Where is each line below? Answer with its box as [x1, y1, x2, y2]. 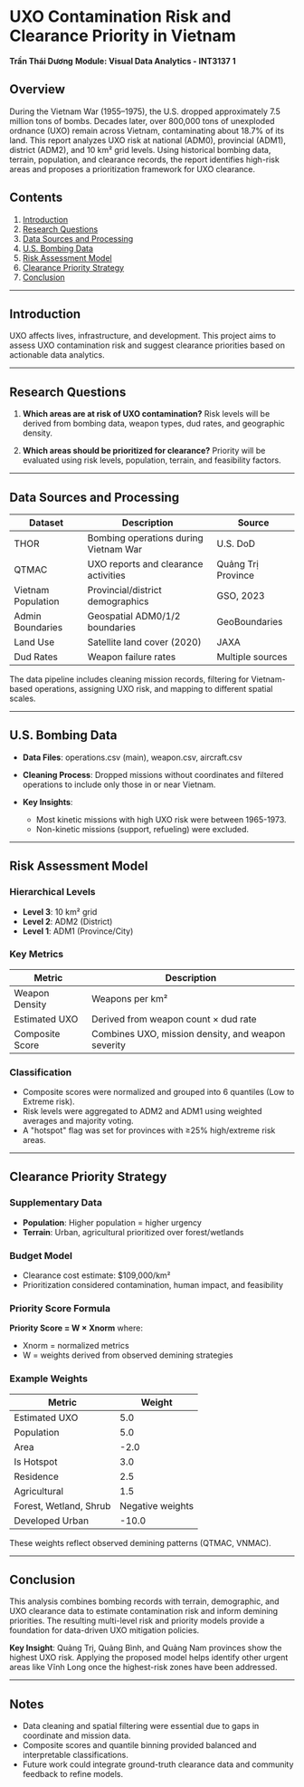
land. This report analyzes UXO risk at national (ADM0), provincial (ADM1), [9, 134, 287, 146]
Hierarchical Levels [9, 886, 96, 898]
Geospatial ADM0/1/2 [87, 610, 181, 622]
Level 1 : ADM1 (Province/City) [22, 926, 134, 937]
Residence [14, 1470, 59, 1483]
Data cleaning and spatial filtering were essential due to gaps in [22, 1721, 260, 1732]
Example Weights [9, 1372, 89, 1385]
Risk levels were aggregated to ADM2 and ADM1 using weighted [22, 1106, 262, 1117]
